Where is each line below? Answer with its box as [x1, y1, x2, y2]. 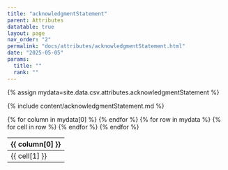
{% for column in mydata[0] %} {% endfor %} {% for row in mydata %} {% [7, 115, 222, 123]
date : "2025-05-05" [7, 50, 64, 57]
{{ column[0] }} [10, 139, 61, 149]
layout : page [7, 29, 45, 37]
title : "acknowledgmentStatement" [7, 10, 108, 17]
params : [7, 56, 30, 63]
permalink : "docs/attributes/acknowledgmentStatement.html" [7, 43, 186, 50]
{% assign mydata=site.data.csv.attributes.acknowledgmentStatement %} [7, 88, 220, 97]
